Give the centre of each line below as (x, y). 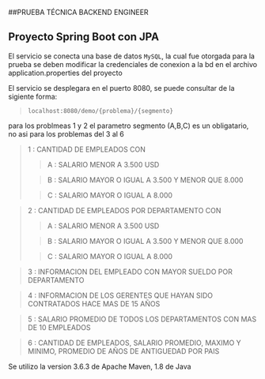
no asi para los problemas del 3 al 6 (66, 133)
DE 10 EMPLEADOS (59, 327)
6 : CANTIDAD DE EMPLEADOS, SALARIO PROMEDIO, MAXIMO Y (134, 343)
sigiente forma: (33, 96)
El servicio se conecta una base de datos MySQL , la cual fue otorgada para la (132, 56)
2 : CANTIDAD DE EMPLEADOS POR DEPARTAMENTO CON (124, 210)
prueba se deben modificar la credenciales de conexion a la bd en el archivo (133, 64)
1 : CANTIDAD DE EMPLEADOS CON (87, 149)
